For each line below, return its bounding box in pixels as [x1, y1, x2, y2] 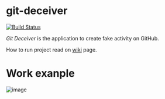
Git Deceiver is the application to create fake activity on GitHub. [6, 35, 159, 42]
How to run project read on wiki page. [6, 46, 98, 53]
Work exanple [6, 67, 75, 80]
